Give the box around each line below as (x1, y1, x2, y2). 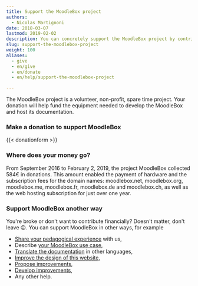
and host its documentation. (6, 109, 74, 116)
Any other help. (14, 273, 52, 280)
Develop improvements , (14, 267, 72, 274)
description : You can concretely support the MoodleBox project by (6, 36, 176, 42)
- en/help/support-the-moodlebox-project (11, 74, 115, 80)
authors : (6, 14, 28, 20)
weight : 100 (6, 47, 35, 53)
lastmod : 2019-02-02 (6, 31, 57, 37)
